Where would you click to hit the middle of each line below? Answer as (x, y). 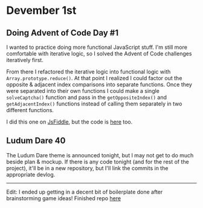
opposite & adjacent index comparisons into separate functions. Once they (99, 84)
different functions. (30, 110)
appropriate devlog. (31, 174)
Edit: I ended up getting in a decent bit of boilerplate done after (85, 192)
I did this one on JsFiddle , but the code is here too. (69, 122)
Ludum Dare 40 (36, 141)
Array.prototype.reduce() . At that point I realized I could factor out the (94, 78)
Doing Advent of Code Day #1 (63, 33)
